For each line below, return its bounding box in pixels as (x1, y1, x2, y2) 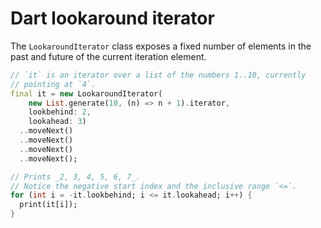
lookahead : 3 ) (28, 117, 87, 127)
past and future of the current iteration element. (10, 50, 207, 62)
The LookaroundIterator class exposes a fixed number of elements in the (10, 40, 312, 52)
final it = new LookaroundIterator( (10, 88, 163, 99)
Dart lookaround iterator (10, 7, 215, 30)
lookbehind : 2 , (28, 107, 92, 117)
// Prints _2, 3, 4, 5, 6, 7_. (10, 172, 141, 182)
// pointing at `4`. (10, 79, 97, 89)
